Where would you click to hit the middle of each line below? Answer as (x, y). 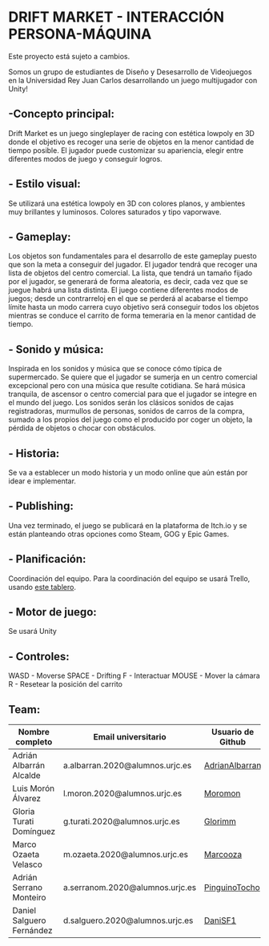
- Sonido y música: (56, 349)
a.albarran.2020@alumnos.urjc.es (127, 766)
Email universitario (130, 737)
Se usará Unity (33, 631)
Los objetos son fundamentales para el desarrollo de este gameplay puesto (133, 256)
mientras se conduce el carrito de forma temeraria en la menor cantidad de (132, 315)
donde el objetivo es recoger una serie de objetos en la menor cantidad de (131, 142)
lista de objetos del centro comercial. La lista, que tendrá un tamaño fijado (130, 273)
